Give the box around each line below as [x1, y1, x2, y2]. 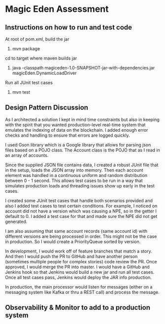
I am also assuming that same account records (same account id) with [5, 228, 148, 234]
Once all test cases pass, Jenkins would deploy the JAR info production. [5, 274, 152, 280]
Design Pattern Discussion [5, 104, 89, 112]
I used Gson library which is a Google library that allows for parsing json [5, 142, 151, 147]
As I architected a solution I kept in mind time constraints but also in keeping [5, 116, 160, 122]
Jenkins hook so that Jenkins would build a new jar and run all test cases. [5, 269, 155, 275]
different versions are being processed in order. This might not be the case [5, 233, 157, 239]
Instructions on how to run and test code [5, 23, 132, 32]
